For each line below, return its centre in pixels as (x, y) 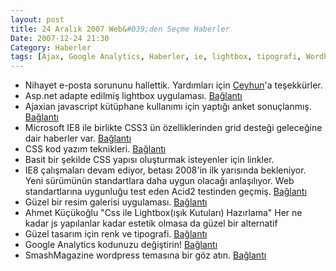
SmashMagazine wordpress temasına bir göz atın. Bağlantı (145, 255)
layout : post (37, 19)
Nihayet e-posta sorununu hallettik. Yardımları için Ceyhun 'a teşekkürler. (173, 85)
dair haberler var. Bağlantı (78, 138)
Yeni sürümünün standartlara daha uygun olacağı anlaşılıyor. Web (159, 181)
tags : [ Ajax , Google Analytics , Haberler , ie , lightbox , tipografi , (156, 57)
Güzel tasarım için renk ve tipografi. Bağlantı (116, 234)
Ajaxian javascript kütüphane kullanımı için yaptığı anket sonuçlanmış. (168, 107)
